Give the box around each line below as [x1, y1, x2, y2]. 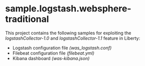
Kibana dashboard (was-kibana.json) [12, 55, 90, 61]
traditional [5, 13, 49, 25]
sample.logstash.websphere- [5, 3, 131, 14]
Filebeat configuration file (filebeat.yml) [12, 50, 94, 56]
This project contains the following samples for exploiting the [5, 30, 131, 36]
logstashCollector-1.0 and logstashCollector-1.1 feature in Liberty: [5, 35, 140, 41]
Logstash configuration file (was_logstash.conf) [12, 45, 112, 51]
